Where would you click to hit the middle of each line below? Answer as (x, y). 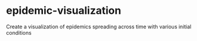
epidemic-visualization (64, 11)
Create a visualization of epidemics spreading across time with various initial (99, 27)
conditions (19, 32)
